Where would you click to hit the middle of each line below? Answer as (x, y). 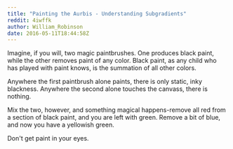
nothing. (19, 97)
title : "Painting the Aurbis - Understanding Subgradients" (97, 14)
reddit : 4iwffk (29, 20)
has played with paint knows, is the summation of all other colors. (102, 68)
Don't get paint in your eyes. (48, 139)
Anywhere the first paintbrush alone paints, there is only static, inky (105, 82)
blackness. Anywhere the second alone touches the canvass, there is (108, 89)
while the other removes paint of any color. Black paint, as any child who (112, 61)
